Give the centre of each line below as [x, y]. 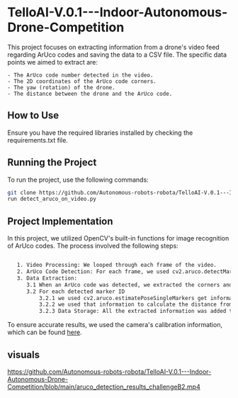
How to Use [33, 115]
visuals [24, 354]
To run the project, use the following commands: [78, 179]
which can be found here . [45, 332]
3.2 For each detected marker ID [75, 292]
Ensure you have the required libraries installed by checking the [100, 133]
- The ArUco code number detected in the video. [80, 75]
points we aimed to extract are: [52, 62]
